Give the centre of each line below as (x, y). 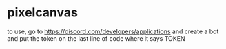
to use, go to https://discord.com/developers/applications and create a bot (113, 31)
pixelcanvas (42, 13)
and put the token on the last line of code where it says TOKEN (96, 38)
